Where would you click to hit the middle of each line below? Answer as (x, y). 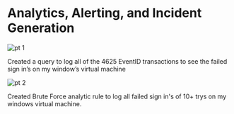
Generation (41, 28)
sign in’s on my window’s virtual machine (66, 69)
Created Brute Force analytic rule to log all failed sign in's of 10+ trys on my (117, 96)
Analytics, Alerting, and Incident (105, 13)
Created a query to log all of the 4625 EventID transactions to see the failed (117, 61)
